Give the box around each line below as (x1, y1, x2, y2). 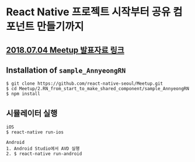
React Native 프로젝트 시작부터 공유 (6, 5, 171, 19)
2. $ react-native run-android (6, 151, 82, 157)
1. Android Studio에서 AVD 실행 (6, 146, 80, 152)
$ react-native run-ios (6, 129, 64, 135)
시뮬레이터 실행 (6, 108, 58, 118)
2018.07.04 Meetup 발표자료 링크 (6, 45, 124, 55)
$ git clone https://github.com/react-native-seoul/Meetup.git (6, 81, 163, 87)
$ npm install (6, 91, 41, 97)
